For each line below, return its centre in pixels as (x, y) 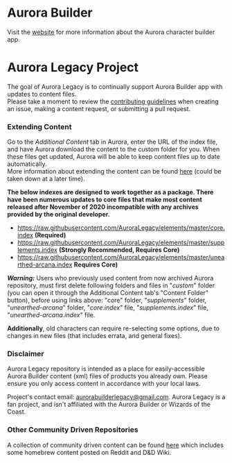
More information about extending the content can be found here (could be (114, 171)
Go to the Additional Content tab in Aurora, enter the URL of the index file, (113, 142)
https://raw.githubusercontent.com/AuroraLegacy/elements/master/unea (121, 258)
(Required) (50, 235)
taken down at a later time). (46, 179)
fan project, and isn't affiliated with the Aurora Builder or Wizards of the (109, 405)
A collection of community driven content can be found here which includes (115, 445)
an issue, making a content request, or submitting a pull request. (99, 108)
